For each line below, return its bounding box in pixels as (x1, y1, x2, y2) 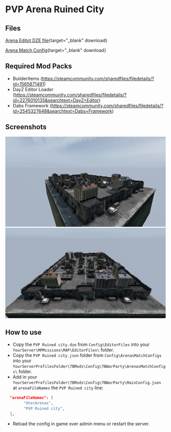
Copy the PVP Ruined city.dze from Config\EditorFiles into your (12, 341, 150, 347)
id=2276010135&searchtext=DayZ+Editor (12, 97, 99, 103)
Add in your (12, 374, 37, 380)
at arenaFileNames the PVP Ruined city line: (12, 385, 103, 391)
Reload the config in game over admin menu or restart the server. (12, 420, 150, 426)
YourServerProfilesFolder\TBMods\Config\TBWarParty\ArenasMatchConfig (12, 364, 166, 369)
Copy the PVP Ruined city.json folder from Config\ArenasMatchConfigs (12, 353, 162, 359)
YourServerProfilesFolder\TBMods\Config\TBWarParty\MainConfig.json (12, 381, 161, 386)
